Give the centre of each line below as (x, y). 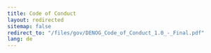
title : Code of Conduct (42, 13)
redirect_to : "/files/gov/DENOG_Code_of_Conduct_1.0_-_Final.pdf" (106, 33)
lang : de (20, 39)
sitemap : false (29, 26)
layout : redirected (36, 20)
